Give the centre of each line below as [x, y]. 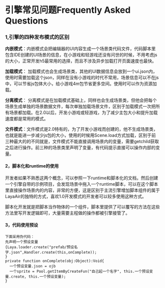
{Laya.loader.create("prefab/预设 [40, 247]
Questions [27, 21]
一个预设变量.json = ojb [33, 266]
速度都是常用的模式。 [27, 119]
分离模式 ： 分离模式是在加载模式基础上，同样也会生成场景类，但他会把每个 [81, 100]
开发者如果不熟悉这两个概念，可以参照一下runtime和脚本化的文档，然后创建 [82, 178]
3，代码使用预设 [22, 225]
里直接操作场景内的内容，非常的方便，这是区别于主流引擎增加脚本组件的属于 [82, 190]
